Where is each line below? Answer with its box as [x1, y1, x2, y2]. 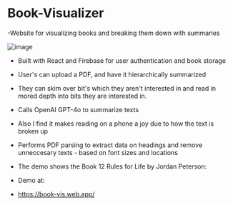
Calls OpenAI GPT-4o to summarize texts [17, 105, 139, 114]
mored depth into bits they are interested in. [17, 91, 147, 100]
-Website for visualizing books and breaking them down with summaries [7, 29, 220, 37]
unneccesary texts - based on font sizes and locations [17, 148, 179, 156]
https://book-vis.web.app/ [17, 189, 95, 198]
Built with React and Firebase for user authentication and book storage [17, 56, 227, 65]
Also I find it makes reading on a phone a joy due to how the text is [17, 119, 214, 128]
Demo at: [17, 176, 45, 184]
